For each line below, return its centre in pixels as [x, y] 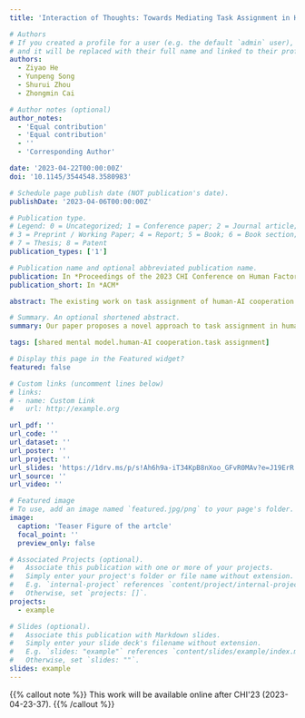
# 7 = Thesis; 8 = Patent [58, 243]
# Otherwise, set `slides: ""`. [75, 660]
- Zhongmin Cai [46, 93]
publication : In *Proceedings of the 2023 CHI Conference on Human [140, 276]
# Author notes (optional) [60, 110]
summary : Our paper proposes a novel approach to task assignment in [144, 326]
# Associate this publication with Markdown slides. [115, 635]
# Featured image [42, 501]
